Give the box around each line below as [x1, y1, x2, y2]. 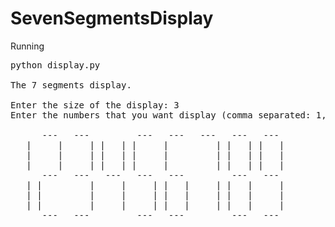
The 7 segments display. [10, 79, 132, 91]
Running [10, 40, 45, 52]
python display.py [10, 59, 101, 71]
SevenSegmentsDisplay [10, 7, 214, 30]
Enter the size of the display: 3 [10, 99, 180, 111]
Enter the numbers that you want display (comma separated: [10, 109, 312, 121]
